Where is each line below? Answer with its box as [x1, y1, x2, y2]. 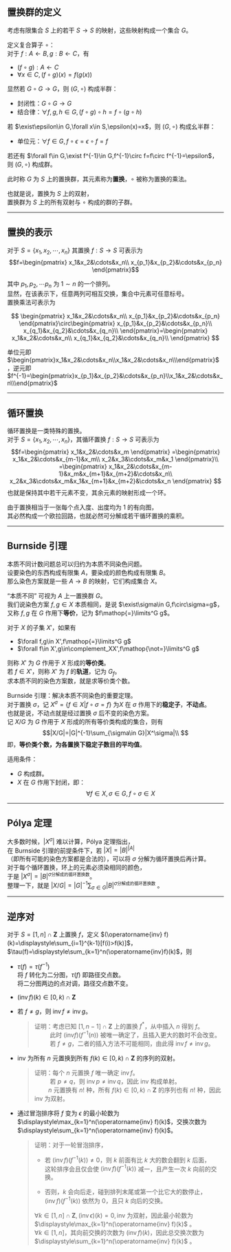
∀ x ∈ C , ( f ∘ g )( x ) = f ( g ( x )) [16, 70, 93, 78]
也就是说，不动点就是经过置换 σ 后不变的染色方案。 [7, 709, 153, 717]
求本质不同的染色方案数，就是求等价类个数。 [7, 677, 134, 685]
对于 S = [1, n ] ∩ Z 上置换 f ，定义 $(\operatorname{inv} [7, 930, 163, 938]
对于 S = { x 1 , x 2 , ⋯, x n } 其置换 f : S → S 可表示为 [7, 246, 143, 256]
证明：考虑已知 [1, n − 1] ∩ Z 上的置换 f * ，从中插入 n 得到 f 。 [34, 1020, 204, 1030]
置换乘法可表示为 [7, 298, 56, 307]
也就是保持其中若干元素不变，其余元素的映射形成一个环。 [7, 488, 170, 496]
